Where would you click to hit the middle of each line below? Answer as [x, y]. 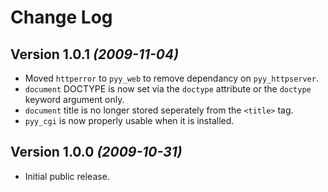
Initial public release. [67, 176]
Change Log [61, 17]
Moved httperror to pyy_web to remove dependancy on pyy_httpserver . [171, 78]
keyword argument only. [74, 99]
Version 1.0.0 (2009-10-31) [96, 152]
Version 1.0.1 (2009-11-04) [95, 54]
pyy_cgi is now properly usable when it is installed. [129, 120]
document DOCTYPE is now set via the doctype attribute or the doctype [168, 89]
